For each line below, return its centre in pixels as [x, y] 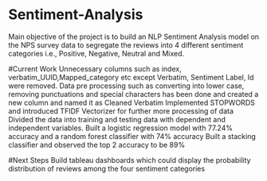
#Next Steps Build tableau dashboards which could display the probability [130, 160]
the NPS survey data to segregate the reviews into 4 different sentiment [126, 44]
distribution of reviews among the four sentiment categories [107, 168]
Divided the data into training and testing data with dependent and [117, 119]
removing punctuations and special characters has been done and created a [133, 94]
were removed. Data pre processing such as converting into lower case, [126, 86]
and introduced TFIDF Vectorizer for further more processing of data [121, 111]
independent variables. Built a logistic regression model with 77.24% [121, 128]
